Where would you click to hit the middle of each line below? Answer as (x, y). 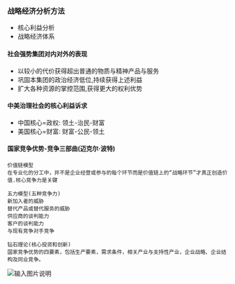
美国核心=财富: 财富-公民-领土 (61, 131)
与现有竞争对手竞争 (31, 231)
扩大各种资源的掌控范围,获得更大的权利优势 (80, 88)
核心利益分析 (36, 28)
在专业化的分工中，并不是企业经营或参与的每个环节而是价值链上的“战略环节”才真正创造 (115, 173)
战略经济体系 (36, 36)
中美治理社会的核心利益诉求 (47, 106)
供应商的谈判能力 (28, 216)
